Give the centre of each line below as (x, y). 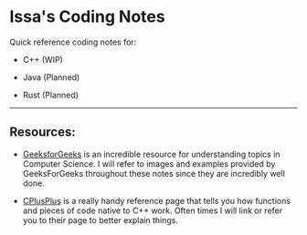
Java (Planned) (51, 77)
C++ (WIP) (43, 59)
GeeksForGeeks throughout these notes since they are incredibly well (154, 173)
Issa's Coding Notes (88, 17)
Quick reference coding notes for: (73, 42)
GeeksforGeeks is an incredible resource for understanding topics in (151, 154)
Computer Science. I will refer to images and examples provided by (149, 163)
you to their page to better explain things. (100, 220)
